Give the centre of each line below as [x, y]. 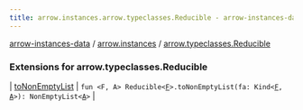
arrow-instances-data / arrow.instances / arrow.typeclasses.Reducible [140, 43]
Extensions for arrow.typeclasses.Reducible [109, 67]
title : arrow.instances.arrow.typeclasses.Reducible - [115, 18]
